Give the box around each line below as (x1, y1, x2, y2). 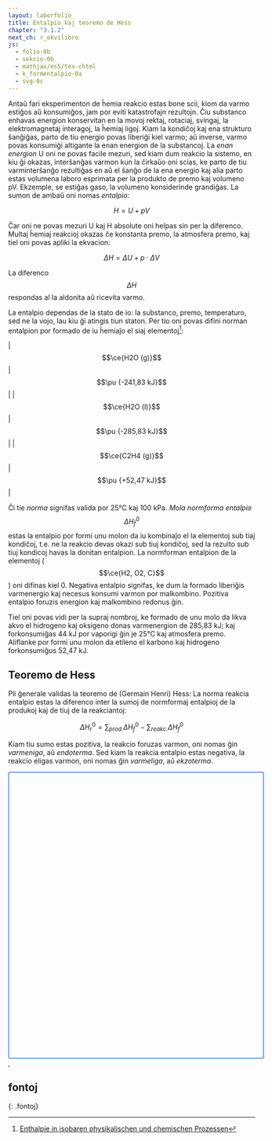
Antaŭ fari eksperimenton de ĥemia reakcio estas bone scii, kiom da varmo (8, 99, 250, 108)
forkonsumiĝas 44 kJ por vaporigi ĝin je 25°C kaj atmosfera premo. (8, 629, 226, 638)
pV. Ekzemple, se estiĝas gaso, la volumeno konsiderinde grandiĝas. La (8, 182, 239, 191)
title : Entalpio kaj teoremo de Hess (8, 19, 132, 27)
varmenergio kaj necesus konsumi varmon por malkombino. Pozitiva (8, 589, 229, 598)
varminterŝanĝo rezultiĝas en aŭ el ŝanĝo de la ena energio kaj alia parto (8, 166, 243, 175)
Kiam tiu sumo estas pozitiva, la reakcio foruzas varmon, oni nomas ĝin (8, 739, 238, 749)
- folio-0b (15, 48, 51, 56)
